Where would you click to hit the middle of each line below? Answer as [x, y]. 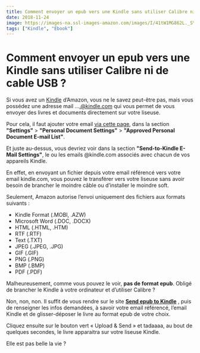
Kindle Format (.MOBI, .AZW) [50, 215]
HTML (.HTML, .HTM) [41, 228]
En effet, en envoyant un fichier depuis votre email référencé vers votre [93, 173]
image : [14, 23]
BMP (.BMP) [30, 266]
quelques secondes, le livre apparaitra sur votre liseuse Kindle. [83, 332]
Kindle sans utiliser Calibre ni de [87, 71]
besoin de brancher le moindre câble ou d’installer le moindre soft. [88, 185]
